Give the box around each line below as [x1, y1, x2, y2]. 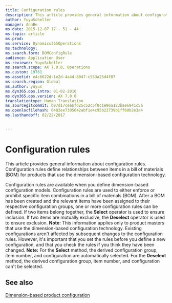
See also [5, 278, 33, 287]
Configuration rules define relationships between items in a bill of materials [5, 166, 163, 172]
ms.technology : [5, 46, 38, 51]
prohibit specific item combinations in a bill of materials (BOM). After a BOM [5, 192, 165, 198]
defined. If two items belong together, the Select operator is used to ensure [5, 209, 165, 215]
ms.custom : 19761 [5, 70, 42, 75]
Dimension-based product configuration [5, 292, 90, 298]
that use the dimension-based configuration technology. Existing [5, 225, 142, 231]
